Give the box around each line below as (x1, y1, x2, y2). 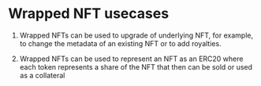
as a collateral (19, 70, 65, 80)
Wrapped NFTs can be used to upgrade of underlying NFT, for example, (19, 30, 254, 40)
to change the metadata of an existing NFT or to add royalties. (19, 38, 222, 48)
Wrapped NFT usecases (8, 5, 170, 23)
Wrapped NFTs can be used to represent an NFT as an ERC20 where (19, 54, 244, 63)
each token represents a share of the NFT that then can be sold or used (19, 62, 253, 71)
